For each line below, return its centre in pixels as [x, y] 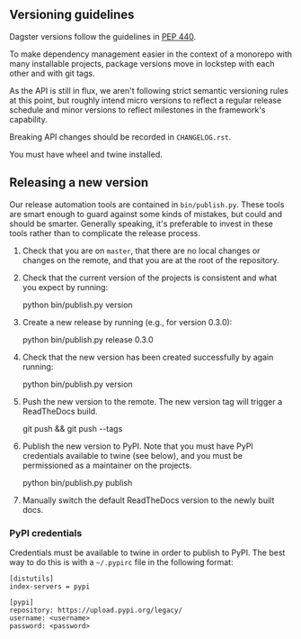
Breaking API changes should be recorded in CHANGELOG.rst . [120, 137]
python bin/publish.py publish [77, 482]
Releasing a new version [79, 183]
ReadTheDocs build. [60, 411]
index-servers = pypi [50, 586]
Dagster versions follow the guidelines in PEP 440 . [102, 36]
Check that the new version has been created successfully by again [148, 357]
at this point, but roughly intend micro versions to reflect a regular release [146, 100]
